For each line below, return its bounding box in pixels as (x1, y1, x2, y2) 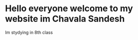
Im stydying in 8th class (5, 29, 53, 35)
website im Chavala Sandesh (5, 13, 125, 24)
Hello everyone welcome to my (5, 3, 133, 14)
